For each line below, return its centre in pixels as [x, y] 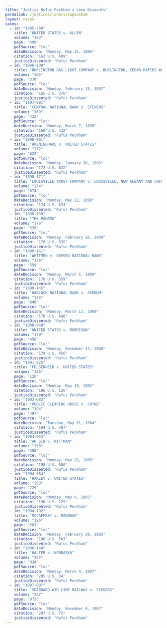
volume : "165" [29, 75]
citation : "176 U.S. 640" [41, 316]
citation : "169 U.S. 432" [41, 130]
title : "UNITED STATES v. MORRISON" [52, 330]
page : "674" [26, 191]
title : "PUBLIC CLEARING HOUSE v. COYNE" [57, 404]
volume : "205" [29, 558]
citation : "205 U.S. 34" [40, 576]
